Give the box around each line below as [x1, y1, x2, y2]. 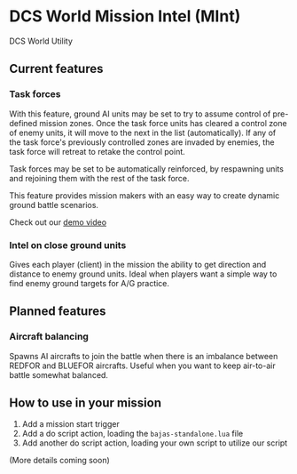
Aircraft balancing [9, 331, 89, 343]
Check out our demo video [9, 216, 107, 228]
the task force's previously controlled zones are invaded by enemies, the [9, 136, 275, 148]
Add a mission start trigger [21, 419, 120, 430]
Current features [9, 61, 104, 76]
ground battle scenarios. [9, 199, 99, 210]
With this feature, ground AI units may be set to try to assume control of [9, 108, 271, 119]
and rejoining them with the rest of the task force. [9, 173, 190, 183]
